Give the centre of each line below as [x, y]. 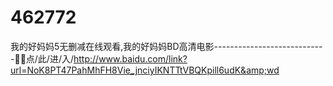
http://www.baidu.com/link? [130, 58]
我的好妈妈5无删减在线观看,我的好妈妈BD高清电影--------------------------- [166, 46]
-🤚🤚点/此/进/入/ [42, 58]
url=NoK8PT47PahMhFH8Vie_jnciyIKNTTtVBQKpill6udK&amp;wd [145, 70]
